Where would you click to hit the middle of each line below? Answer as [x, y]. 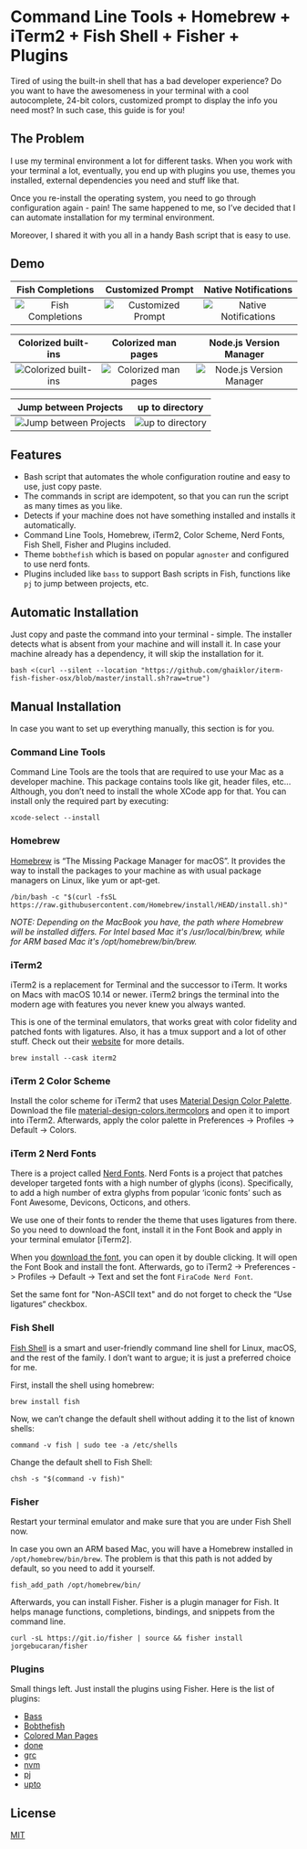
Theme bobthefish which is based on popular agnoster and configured [156, 555]
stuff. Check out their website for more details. [97, 1041]
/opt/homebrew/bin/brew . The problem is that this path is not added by [141, 1558]
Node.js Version [245, 343]
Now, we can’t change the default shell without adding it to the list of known [153, 1419]
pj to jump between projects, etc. [86, 584]
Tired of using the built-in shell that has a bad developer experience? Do [146, 80]
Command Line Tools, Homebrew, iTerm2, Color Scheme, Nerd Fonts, [154, 535]
